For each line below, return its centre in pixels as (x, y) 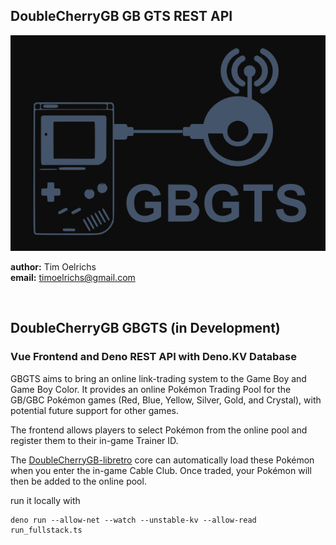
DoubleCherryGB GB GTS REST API (121, 16)
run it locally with (45, 500)
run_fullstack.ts (46, 530)
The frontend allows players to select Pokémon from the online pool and (159, 430)
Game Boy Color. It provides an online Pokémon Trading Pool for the (151, 389)
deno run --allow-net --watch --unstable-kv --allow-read (133, 520)
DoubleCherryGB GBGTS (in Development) (145, 328)
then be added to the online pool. (78, 481)
